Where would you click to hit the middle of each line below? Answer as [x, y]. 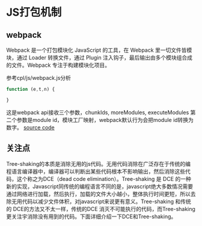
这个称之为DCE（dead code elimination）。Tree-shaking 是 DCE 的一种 [104, 179]
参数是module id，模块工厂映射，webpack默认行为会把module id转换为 [105, 120]
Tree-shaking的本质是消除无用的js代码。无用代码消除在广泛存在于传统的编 [99, 163]
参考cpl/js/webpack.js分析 [38, 78]
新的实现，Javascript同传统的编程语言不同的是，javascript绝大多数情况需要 [100, 186]
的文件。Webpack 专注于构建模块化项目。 [58, 65]
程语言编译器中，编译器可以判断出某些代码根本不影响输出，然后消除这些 [96, 171]
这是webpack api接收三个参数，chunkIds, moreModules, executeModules [98, 112]
